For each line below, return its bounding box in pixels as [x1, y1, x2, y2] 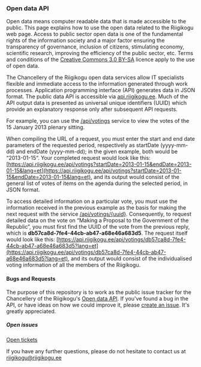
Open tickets [6, 336, 38, 344]
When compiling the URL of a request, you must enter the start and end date [6, 135, 195, 142]
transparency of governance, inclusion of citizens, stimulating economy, [6, 43, 185, 50]
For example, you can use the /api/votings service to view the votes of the [6, 117, 190, 125]
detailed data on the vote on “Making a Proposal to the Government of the [6, 217, 189, 224]
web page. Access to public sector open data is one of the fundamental [6, 31, 184, 38]
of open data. [6, 62, 40, 69]
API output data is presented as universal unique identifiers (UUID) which [6, 99, 187, 107]
